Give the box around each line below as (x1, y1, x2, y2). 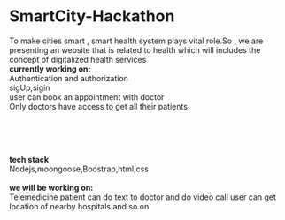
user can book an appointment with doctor (9, 91, 165, 102)
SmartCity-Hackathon (9, 6, 175, 27)
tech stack (9, 154, 50, 164)
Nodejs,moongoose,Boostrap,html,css (9, 163, 149, 174)
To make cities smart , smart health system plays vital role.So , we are (9, 35, 264, 46)
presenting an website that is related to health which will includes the (9, 44, 261, 55)
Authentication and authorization (9, 72, 128, 83)
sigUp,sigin (9, 82, 50, 93)
